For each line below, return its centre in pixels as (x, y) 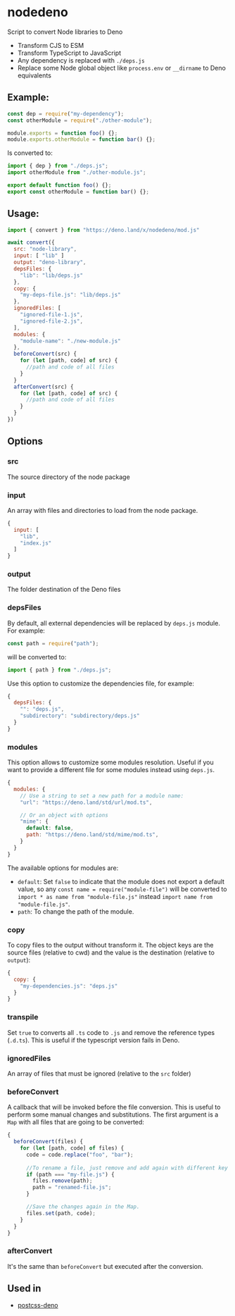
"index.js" (36, 543)
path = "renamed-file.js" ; (72, 1188)
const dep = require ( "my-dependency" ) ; (66, 113)
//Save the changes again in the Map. (83, 1207)
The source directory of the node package (69, 477)
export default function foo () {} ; (59, 185)
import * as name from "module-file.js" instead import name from (115, 896)
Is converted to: (30, 153)
